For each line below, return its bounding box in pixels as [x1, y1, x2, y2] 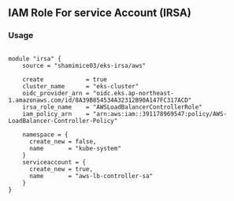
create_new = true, [28, 165, 93, 173]
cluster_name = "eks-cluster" [22, 82, 139, 90]
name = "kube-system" [28, 144, 122, 152]
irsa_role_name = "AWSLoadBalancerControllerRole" [22, 102, 202, 111]
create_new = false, [28, 137, 97, 145]
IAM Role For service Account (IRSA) [8, 6, 191, 20]
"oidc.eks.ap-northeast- [92, 89, 175, 97]
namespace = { [22, 130, 69, 139]
